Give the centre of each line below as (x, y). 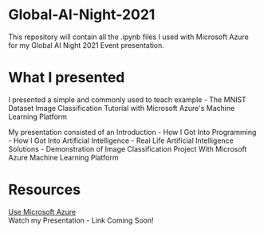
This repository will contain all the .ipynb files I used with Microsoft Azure (128, 37)
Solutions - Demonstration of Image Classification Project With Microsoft (128, 148)
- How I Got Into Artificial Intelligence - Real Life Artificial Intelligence (121, 140)
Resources (45, 190)
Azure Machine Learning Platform (63, 157)
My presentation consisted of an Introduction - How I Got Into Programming (132, 132)
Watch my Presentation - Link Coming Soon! (81, 220)
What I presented (67, 78)
